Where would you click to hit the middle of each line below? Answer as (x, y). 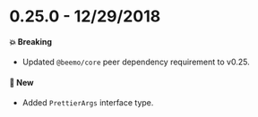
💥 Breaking (30, 41)
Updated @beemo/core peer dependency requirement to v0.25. (136, 62)
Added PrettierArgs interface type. (88, 102)
